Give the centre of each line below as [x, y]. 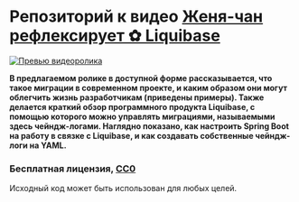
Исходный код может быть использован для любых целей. [123, 188]
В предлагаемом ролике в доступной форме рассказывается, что [141, 78]
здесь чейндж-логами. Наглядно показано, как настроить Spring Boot [149, 126]
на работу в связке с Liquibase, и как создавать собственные [131, 135]
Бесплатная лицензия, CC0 [73, 169]
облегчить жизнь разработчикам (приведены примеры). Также [137, 97]
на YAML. [48, 145]
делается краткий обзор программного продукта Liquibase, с [132, 106]
